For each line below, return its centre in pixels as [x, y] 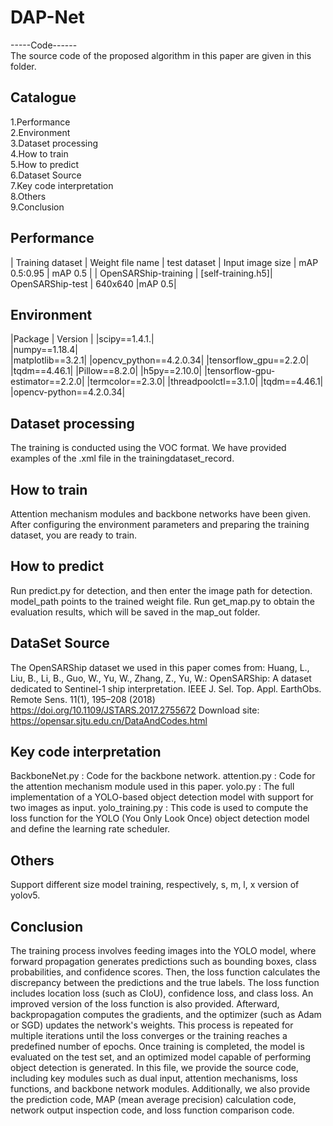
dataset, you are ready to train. [74, 535]
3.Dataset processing [54, 143]
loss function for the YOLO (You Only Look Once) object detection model [160, 818]
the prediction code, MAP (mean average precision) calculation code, [153, 1100]
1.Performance [40, 122]
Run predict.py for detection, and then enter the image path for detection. [161, 590]
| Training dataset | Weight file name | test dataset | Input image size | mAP [164, 262]
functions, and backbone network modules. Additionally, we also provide [160, 1089]
